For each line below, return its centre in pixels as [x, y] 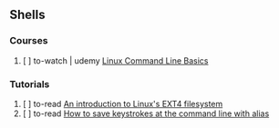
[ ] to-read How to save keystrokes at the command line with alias [146, 113]
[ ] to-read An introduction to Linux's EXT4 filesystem [123, 103]
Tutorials [30, 84]
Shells [27, 15]
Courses [29, 41]
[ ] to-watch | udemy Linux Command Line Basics [115, 60]
